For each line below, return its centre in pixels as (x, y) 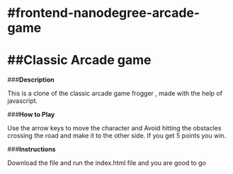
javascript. (23, 101)
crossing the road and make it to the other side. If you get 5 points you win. (117, 136)
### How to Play (31, 115)
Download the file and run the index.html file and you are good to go (107, 163)
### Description (31, 80)
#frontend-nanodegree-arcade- (104, 13)
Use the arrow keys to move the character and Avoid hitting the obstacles (114, 128)
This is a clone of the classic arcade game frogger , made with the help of (115, 94)
